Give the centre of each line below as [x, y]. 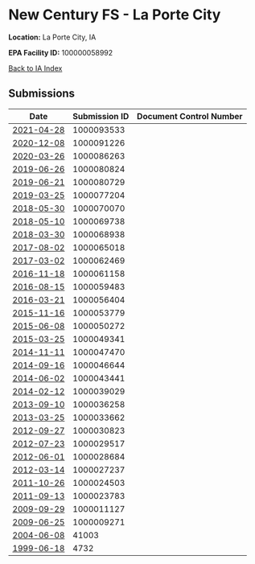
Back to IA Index [35, 68]
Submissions [41, 94]
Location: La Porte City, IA [52, 37]
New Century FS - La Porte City [115, 15]
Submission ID [101, 116]
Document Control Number [189, 116]
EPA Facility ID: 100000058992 [61, 52]
